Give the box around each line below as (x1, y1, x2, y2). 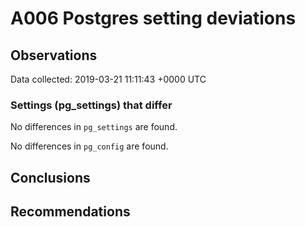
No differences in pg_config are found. (10, 140, 169, 152)
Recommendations (10, 203, 131, 221)
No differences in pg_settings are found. (10, 121, 178, 133)
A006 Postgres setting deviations (10, 7, 297, 30)
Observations (10, 47, 98, 64)
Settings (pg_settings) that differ (10, 98, 173, 112)
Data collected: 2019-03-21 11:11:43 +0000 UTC (10, 73, 207, 85)
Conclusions (10, 169, 91, 186)
